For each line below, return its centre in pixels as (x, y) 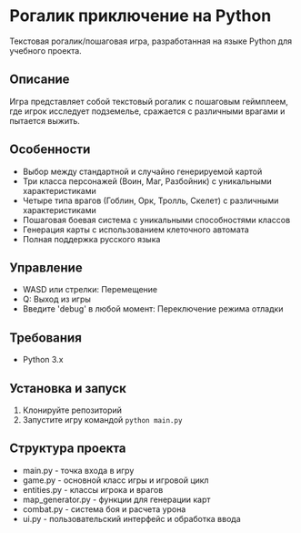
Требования (45, 338)
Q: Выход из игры (56, 299)
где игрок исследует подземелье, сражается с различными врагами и (147, 111)
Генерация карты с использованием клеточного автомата (136, 230)
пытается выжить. (45, 120)
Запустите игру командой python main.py (102, 420)
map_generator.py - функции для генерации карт (116, 499)
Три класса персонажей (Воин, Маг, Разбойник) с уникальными (147, 181)
